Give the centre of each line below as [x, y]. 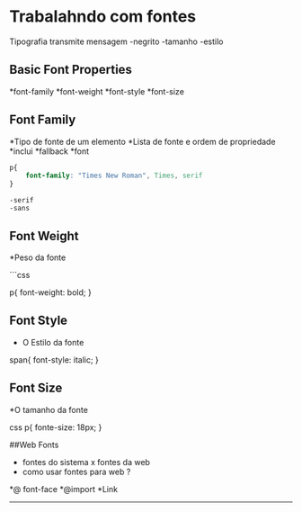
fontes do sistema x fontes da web [86, 462]
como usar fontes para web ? [76, 472]
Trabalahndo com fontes [103, 17]
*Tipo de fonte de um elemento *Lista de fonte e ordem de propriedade [142, 141]
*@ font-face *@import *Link [64, 489]
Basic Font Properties [71, 70]
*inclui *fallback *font [49, 151]
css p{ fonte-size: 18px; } [56, 427]
